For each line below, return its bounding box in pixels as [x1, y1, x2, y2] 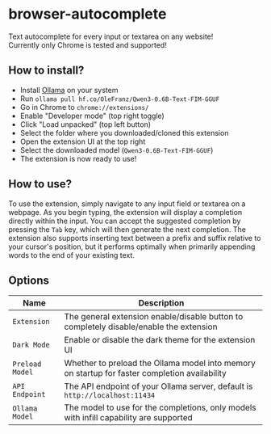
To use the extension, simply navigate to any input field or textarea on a [8, 199, 246, 209]
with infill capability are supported [64, 412, 193, 423]
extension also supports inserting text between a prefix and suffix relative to [8, 233, 261, 242]
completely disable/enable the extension [64, 321, 218, 332]
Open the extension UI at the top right [19, 137, 146, 146]
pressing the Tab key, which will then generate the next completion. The [8, 224, 246, 234]
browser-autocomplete [8, 5, 167, 23]
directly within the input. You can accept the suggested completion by [8, 216, 241, 225]
